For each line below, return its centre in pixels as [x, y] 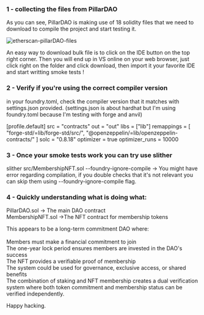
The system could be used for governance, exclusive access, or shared [96, 268]
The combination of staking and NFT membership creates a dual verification [102, 281]
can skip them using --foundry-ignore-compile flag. [71, 181]
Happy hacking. [26, 306]
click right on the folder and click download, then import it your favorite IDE [101, 65]
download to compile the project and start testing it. [71, 29]
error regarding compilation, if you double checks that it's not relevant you [100, 175]
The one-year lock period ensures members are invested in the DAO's [94, 248]
